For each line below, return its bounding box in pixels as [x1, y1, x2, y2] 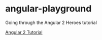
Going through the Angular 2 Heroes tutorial [5, 19, 97, 25]
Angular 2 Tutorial [5, 29, 43, 35]
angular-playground [5, 3, 92, 14]
